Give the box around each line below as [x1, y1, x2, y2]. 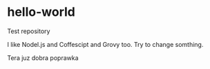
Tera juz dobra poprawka [7, 53, 79, 62]
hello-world [7, 4, 76, 20]
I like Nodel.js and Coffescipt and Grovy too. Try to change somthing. [7, 40, 204, 48]
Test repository [7, 27, 50, 35]
